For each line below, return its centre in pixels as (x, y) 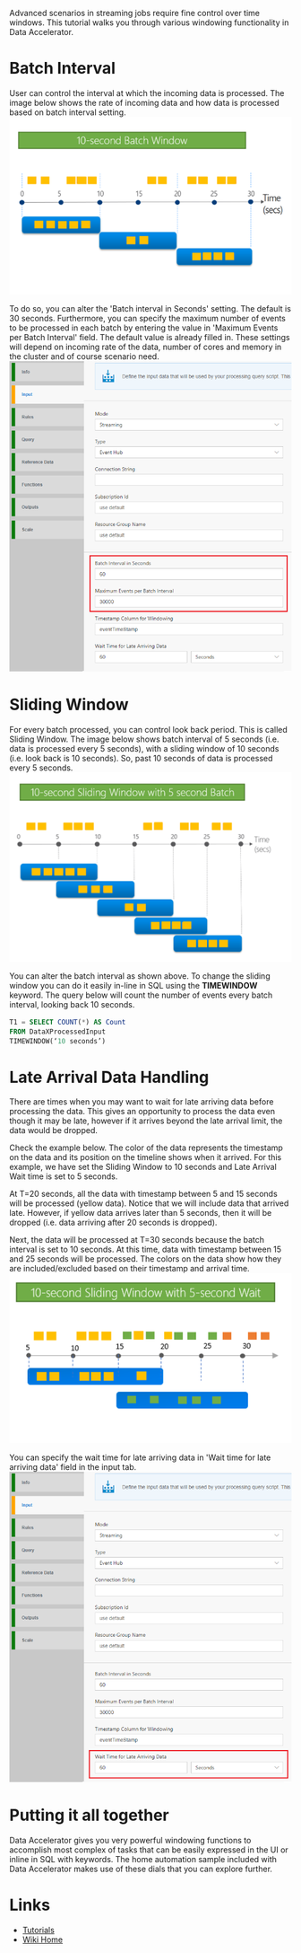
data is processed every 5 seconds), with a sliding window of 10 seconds (144, 748)
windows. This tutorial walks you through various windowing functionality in (149, 22)
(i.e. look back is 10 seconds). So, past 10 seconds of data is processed (141, 758)
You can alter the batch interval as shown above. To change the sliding (140, 976)
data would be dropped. (54, 1130)
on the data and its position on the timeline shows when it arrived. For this (146, 1157)
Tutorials (39, 1930)
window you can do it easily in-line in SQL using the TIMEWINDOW (133, 985)
